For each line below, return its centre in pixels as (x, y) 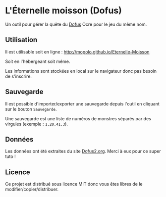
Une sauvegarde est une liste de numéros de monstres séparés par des (78, 118)
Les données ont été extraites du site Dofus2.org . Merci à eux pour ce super (83, 151)
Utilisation (21, 40)
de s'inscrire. (19, 76)
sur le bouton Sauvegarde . (31, 109)
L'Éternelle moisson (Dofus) (64, 11)
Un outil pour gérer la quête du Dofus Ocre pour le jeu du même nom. (76, 24)
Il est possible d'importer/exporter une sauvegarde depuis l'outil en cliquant (82, 103)
